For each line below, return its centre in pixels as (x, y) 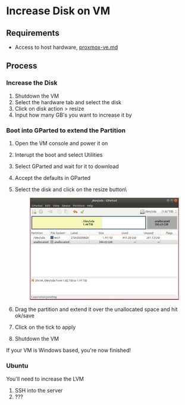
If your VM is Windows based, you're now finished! (69, 350)
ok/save (24, 316)
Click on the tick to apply (45, 327)
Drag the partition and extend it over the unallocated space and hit (96, 309)
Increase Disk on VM (58, 11)
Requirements (33, 33)
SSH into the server (39, 390)
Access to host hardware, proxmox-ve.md (66, 47)
